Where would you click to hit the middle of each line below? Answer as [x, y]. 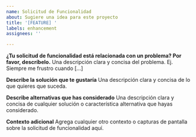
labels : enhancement [32, 28]
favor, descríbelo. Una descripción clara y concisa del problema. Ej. [90, 62]
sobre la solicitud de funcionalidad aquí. [55, 128]
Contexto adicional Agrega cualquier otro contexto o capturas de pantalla [97, 122]
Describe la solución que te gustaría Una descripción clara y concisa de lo [98, 80]
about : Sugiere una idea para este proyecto [62, 17]
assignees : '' [24, 34]
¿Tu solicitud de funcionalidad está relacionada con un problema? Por [94, 56]
